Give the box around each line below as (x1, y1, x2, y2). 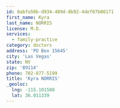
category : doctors (6, 43, 52, 49)
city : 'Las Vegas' (6, 53, 52, 59)
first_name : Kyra (6, 14, 50, 20)
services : (6, 31, 31, 37)
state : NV (6, 59, 31, 65)
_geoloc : (6, 82, 28, 88)
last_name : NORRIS (6, 20, 52, 26)
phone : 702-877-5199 (6, 70, 58, 76)
